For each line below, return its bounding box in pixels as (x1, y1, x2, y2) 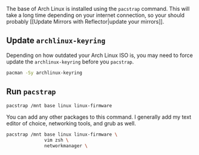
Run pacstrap (6, 87, 56, 97)
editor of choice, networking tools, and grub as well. (6, 120, 136, 127)
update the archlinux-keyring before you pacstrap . (6, 58, 134, 65)
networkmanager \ (44, 143, 88, 149)
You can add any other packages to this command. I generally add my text (6, 113, 192, 120)
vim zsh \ (44, 137, 69, 143)
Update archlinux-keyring (6, 36, 106, 46)
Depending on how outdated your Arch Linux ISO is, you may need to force (6, 51, 194, 59)
